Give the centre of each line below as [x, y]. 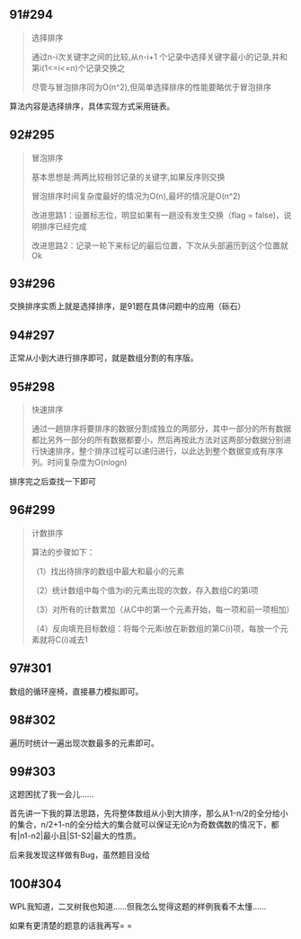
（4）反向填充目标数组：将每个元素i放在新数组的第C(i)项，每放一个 [156, 628]
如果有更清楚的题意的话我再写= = [71, 926]
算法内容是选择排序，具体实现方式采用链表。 [92, 106]
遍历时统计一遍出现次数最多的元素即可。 [84, 743]
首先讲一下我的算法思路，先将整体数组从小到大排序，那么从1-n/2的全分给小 [149, 813]
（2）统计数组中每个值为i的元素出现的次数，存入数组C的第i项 [145, 590]
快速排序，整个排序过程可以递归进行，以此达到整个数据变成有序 [157, 451]
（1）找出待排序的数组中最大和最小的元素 [108, 571]
